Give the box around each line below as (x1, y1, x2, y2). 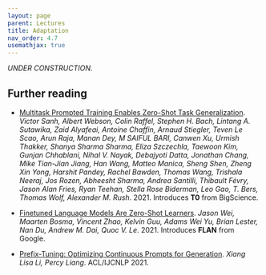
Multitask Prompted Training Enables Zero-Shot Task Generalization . (18, 107, 246, 117)
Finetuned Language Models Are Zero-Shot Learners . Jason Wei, (18, 208, 236, 217)
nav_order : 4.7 (7, 34, 58, 42)
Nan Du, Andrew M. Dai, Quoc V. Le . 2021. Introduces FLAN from (18, 225, 235, 234)
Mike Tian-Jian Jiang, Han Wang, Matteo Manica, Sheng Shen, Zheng (18, 158, 252, 168)
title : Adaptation (7, 26, 69, 34)
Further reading (7, 86, 87, 100)
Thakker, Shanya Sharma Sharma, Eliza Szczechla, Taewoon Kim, (18, 141, 239, 151)
